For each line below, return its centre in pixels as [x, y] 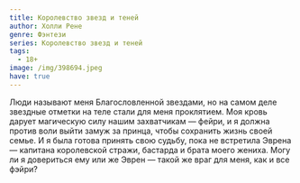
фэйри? [23, 169]
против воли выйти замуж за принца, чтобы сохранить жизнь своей [141, 131]
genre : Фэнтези [38, 34]
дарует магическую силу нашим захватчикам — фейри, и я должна [140, 121]
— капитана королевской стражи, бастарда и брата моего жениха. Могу [150, 150]
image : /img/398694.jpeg [56, 69]
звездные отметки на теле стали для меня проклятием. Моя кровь [138, 111]
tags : [19, 51]
